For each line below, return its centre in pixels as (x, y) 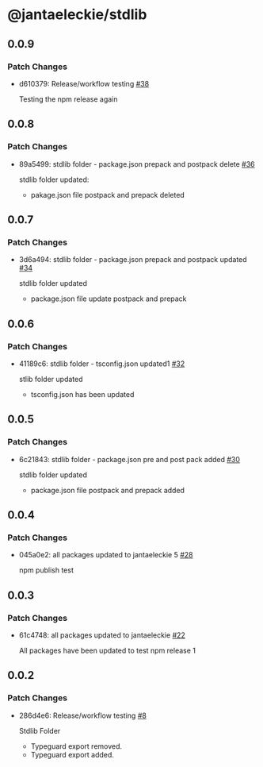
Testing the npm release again (68, 99)
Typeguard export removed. (76, 746)
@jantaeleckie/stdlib (77, 15)
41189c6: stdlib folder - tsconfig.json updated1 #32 (102, 364)
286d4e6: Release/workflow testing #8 (83, 715)
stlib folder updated (51, 379)
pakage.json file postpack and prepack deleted (108, 195)
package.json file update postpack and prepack (109, 299)
